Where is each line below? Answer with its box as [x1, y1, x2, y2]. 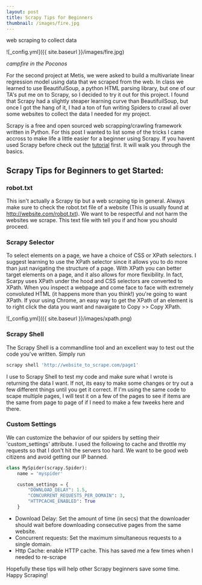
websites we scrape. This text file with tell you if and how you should [6, 217, 177, 224]
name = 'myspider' [17, 470, 63, 477]
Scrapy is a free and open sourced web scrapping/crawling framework [6, 122, 182, 129]
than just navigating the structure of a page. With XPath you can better [6, 264, 182, 272]
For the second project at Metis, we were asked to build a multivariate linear [6, 72, 195, 79]
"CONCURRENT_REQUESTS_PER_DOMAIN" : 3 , [28, 492, 125, 499]
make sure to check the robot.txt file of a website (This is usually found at [6, 204, 189, 211]
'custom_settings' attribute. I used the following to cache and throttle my [6, 440, 186, 448]
